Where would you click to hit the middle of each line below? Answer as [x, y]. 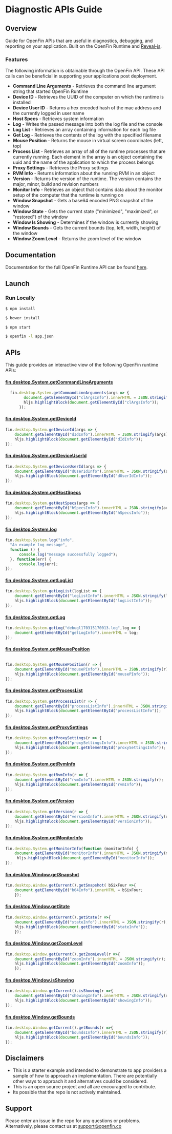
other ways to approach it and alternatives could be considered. [80, 1081]
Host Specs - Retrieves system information [58, 119]
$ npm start [18, 327]
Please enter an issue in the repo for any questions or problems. [73, 1121]
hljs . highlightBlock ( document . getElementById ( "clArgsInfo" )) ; [91, 402]
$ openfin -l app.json [29, 337]
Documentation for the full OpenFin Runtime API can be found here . [77, 267]
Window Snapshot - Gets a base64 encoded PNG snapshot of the [83, 201]
